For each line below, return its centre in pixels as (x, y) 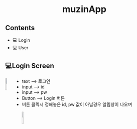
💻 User (20, 48)
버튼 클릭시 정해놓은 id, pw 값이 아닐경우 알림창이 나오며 (77, 104)
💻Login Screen (30, 66)
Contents (20, 28)
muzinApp (84, 9)
